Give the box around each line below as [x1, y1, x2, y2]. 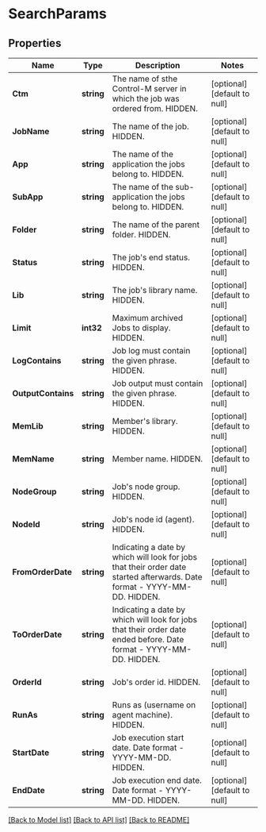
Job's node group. [112, 481, 180, 492]
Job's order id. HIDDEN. [112, 676, 201, 688]
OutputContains [12, 388, 74, 399]
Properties [8, 37, 62, 50]
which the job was [112, 93, 180, 104]
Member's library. [112, 416, 178, 426]
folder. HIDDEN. [112, 229, 171, 240]
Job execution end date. [112, 775, 202, 786]
